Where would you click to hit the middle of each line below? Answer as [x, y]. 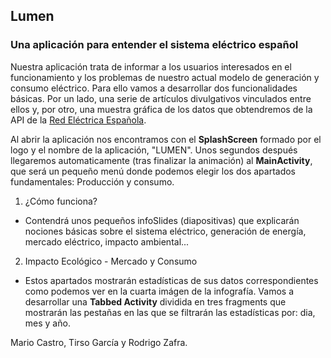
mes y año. [47, 323]
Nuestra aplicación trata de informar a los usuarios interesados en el [151, 66]
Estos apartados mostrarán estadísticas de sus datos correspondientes [171, 280]
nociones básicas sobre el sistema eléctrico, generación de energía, [165, 231]
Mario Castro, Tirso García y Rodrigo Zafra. [99, 342]
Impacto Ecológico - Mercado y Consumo [111, 261]
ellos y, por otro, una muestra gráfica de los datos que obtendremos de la [161, 109]
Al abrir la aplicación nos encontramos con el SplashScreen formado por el [166, 139]
